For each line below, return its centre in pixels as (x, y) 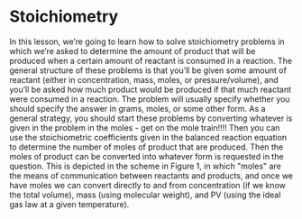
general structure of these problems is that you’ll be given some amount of (148, 70)
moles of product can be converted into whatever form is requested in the (146, 156)
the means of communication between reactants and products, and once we (151, 175)
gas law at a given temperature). (69, 204)
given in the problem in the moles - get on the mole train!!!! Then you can (145, 127)
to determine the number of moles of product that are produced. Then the (146, 147)
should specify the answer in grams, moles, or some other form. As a (137, 108)
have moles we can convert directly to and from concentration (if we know (147, 185)
